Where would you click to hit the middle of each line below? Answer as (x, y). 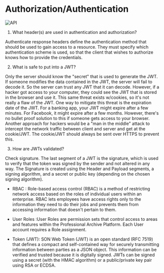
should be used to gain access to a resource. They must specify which (77, 47)
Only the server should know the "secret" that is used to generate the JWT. (82, 76)
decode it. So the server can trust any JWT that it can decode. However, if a (82, 87)
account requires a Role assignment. (49, 229)
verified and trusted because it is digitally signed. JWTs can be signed (83, 255)
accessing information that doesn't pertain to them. (64, 210)
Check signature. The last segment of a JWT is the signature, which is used (82, 158)
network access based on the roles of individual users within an (77, 194)
